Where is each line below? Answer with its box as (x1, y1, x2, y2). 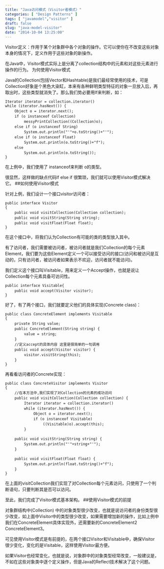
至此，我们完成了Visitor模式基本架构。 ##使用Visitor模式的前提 (5, 497, 132, 503)
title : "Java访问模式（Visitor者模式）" (5, 7, 82, 12)
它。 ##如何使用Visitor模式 (5, 181, 59, 186)
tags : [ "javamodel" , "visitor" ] (5, 16, 73, 21)
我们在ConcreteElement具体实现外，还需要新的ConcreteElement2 (5, 519, 138, 525)
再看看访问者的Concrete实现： (5, 371, 67, 377)
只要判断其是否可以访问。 (21, 487, 74, 492)
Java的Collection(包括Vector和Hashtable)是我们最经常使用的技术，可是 (5, 77, 149, 83)
